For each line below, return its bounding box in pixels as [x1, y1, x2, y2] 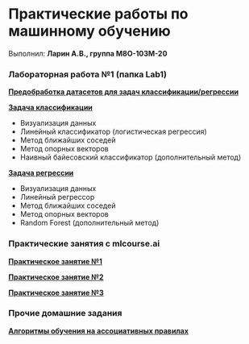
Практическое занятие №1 [8, 256, 103, 266]
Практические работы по [8, 5, 189, 23]
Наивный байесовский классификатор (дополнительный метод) [19, 152, 242, 162]
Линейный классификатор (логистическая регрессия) [19, 126, 207, 137]
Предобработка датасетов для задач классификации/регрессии [8, 87, 239, 97]
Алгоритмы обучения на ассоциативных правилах [8, 325, 189, 335]
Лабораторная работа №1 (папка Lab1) [8, 68, 168, 80]
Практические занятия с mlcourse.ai [8, 238, 160, 250]
